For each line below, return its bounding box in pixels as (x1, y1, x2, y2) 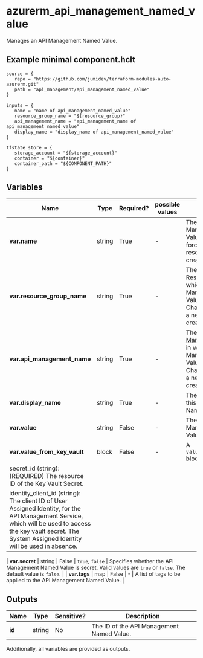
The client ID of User (9, 497, 68, 505)
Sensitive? (54, 612, 86, 621)
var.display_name (9, 398, 62, 407)
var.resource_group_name (9, 292, 87, 300)
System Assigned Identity (9, 534, 82, 543)
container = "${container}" (14, 155, 85, 161)
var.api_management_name (9, 355, 91, 363)
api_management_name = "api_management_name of (14, 118, 137, 124)
